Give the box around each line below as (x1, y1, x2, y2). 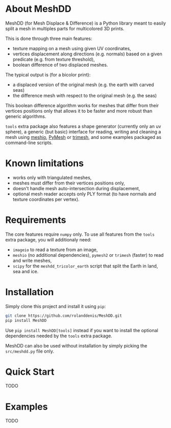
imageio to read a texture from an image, (12, 247, 98, 253)
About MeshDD (5, 3, 71, 15)
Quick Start (5, 366, 55, 377)
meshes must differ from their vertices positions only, (12, 180, 125, 186)
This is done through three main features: (5, 35, 92, 42)
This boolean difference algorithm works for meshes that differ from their (5, 102, 159, 108)
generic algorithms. (5, 113, 46, 119)
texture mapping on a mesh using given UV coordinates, (12, 45, 131, 51)
